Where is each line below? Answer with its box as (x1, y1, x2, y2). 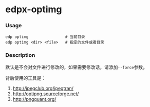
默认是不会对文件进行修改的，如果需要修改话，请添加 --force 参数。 (5, 64, 148, 70)
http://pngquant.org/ (12, 96, 57, 102)
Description (5, 52, 35, 59)
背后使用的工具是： (5, 75, 46, 81)
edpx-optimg (5, 4, 63, 15)
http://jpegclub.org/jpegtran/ (12, 85, 73, 91)
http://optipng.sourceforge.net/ (12, 91, 79, 97)
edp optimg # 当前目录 (5, 34, 86, 39)
